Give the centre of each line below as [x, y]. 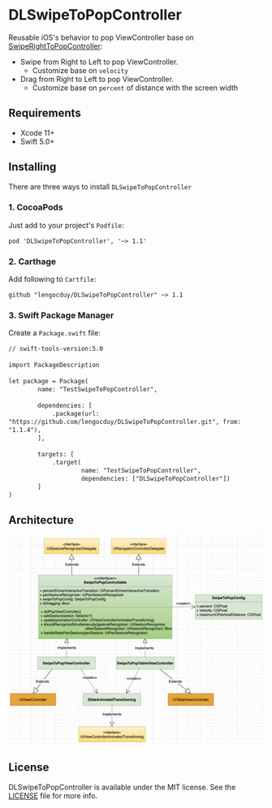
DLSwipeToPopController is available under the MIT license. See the [122, 787]
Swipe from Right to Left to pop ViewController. [99, 62]
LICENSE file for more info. [53, 795]
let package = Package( [49, 382]
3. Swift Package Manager [61, 316]
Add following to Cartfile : [52, 279]
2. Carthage [32, 261]
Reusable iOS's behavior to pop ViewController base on [101, 37]
